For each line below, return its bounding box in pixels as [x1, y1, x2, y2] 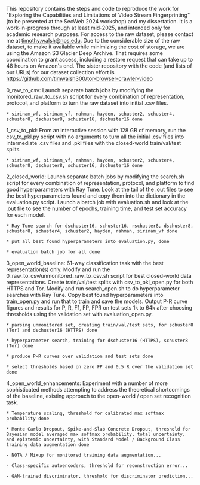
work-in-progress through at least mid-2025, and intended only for [6, 24, 171, 31]
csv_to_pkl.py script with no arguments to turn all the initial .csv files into [6, 133, 184, 140]
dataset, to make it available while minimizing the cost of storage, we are [6, 43, 185, 50]
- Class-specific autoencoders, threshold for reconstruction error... [6, 463, 188, 469]
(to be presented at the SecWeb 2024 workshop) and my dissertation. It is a [6, 18, 193, 25]
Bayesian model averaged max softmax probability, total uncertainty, [6, 431, 186, 437]
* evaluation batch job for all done [6, 249, 100, 255]
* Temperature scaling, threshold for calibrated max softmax [6, 410, 164, 416]
